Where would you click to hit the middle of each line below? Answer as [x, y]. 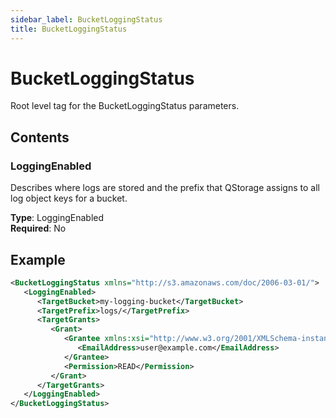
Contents [40, 137]
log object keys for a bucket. [69, 198]
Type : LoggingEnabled [57, 218]
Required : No [38, 228]
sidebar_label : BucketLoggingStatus [86, 19]
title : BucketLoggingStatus [69, 29]
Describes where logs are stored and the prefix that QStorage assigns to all [165, 188]
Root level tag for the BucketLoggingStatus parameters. [125, 106]
